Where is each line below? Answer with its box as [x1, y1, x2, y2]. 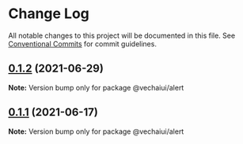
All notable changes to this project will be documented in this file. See [8, 31, 236, 40]
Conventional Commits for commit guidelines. [8, 39, 157, 48]
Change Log [8, 5, 89, 23]
